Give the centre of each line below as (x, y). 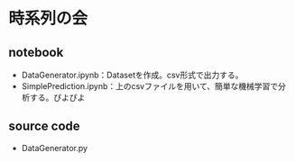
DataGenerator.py (54, 148)
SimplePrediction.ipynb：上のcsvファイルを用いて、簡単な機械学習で (150, 86)
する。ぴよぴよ (57, 97)
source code (44, 126)
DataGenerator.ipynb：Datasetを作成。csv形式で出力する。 (132, 75)
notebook (36, 52)
